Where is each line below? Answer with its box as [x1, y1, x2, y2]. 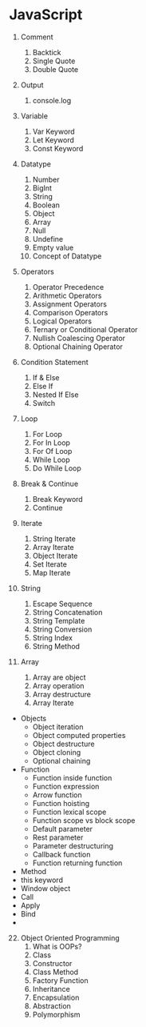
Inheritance [32, 984, 70, 993]
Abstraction [32, 1001, 71, 1010]
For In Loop [32, 438, 71, 447]
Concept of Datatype [32, 251, 102, 261]
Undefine [32, 234, 64, 243]
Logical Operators [32, 316, 93, 326]
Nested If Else [32, 390, 79, 399]
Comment [20, 32, 53, 42]
